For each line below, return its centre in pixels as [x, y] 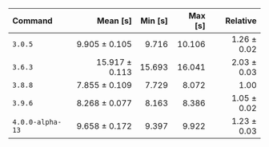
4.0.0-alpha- [37, 122]
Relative [241, 21]
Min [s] [154, 21]
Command [33, 21]
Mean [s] [114, 21]
